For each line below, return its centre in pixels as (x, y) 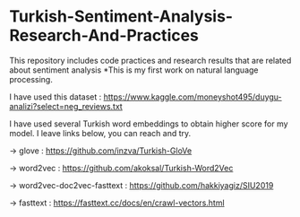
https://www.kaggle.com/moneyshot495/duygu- (193, 97)
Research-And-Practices (104, 35)
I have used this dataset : (56, 97)
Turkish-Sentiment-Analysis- (121, 17)
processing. (31, 79)
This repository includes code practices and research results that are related (150, 60)
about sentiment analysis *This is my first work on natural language (134, 70)
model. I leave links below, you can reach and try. (100, 133)
